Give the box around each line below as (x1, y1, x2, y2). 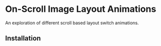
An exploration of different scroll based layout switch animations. (5, 20, 139, 26)
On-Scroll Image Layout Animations (5, 3, 156, 15)
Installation (5, 34, 41, 43)
